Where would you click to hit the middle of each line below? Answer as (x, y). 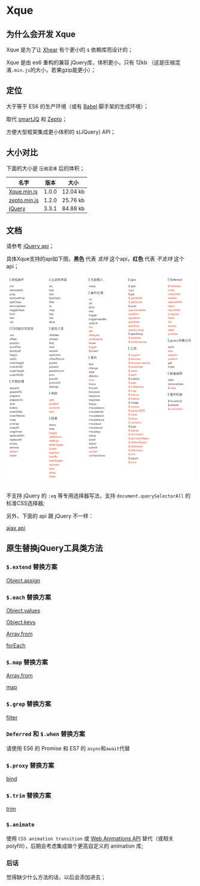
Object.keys (21, 622)
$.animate (20, 825)
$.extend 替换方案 (32, 567)
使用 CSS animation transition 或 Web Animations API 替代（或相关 (90, 838)
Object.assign (23, 580)
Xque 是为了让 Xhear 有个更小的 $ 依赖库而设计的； (70, 50)
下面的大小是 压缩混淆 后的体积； (46, 168)
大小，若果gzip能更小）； (66, 70)
